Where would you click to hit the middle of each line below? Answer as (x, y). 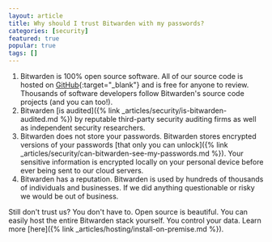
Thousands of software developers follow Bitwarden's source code (132, 93)
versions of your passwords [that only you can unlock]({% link (124, 145)
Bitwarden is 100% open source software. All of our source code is (132, 76)
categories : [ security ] (49, 31)
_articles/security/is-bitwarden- (174, 111)
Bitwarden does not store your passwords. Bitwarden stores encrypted (138, 136)
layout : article (36, 16)
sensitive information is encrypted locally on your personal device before (142, 162)
